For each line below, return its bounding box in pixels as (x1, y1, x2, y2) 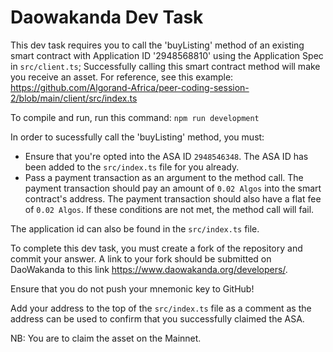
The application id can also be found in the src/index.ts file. (10, 222, 260, 235)
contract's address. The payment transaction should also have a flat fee (24, 192, 322, 205)
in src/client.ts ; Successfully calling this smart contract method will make (10, 60, 321, 72)
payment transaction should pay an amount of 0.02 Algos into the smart (24, 182, 322, 194)
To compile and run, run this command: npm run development (10, 111, 260, 123)
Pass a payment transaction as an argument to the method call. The (24, 171, 304, 183)
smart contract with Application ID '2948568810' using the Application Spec (10, 49, 324, 61)
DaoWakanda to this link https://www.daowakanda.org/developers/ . (10, 263, 288, 275)
